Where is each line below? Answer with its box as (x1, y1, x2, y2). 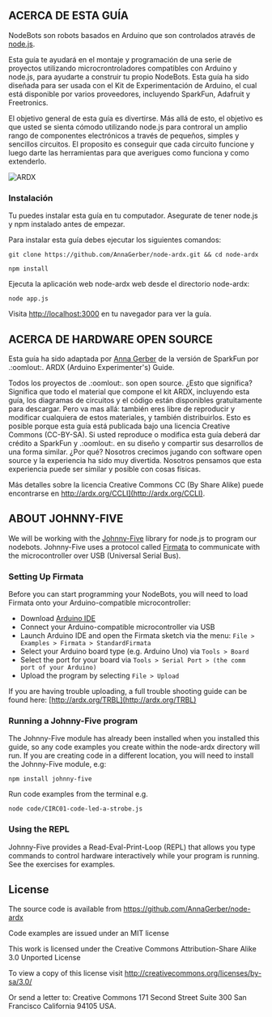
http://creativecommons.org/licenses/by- (124, 968, 261, 978)
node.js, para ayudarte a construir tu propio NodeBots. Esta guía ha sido (8, 71, 249, 82)
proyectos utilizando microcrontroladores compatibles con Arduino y (8, 63, 237, 73)
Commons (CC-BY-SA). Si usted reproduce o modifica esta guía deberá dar (8, 429, 261, 439)
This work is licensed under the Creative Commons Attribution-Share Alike (8, 944, 257, 954)
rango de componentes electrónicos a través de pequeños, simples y (8, 130, 240, 140)
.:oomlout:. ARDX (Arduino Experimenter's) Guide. (8, 362, 175, 372)
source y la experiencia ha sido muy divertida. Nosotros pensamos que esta (8, 455, 261, 465)
